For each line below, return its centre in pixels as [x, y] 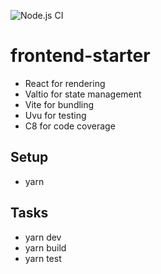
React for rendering [65, 83]
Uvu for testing [55, 115]
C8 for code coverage [70, 126]
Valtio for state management [83, 94]
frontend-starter [80, 56]
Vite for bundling [59, 104]
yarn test [43, 258]
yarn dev [43, 237]
